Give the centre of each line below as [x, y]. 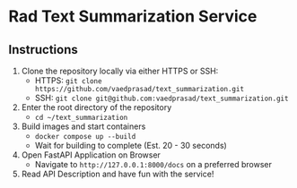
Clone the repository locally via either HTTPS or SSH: [120, 71]
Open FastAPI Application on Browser [91, 155]
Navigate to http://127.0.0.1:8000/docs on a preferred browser [153, 164]
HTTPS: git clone [68, 81]
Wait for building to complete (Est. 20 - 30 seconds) [131, 145]
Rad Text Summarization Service [133, 17]
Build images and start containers [83, 126]
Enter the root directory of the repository [96, 107]
